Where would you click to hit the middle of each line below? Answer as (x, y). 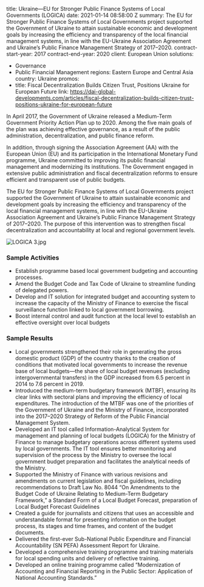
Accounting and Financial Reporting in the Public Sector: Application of (104, 571)
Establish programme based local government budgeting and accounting (106, 271)
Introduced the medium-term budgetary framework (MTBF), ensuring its (105, 390)
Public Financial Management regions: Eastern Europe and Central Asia (104, 72)
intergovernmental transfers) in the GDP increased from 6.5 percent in (103, 377)
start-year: (20, 54)
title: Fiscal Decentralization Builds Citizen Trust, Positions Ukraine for (102, 85)
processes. (29, 277)
